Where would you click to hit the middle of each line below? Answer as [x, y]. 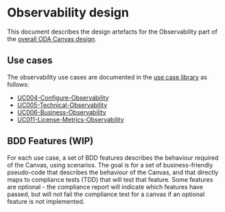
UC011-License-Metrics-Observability [71, 119]
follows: [18, 84]
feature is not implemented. [46, 201]
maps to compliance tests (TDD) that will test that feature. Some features [110, 179]
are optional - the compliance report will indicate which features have [105, 187]
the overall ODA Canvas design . [52, 38]
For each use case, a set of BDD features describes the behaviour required [113, 157]
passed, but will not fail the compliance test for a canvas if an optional [106, 194]
